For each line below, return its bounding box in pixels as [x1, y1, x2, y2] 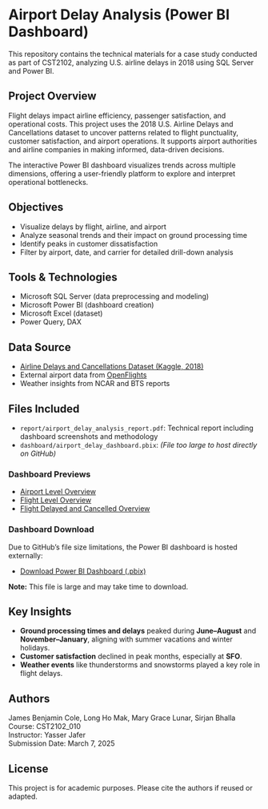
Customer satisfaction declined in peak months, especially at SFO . [19, 651, 242, 662]
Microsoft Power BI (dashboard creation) [19, 300, 154, 310]
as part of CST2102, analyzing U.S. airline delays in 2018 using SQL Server [8, 58, 254, 67]
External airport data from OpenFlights [19, 370, 147, 380]
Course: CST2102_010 [8, 722, 82, 731]
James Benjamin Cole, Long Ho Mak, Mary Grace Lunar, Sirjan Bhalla [8, 713, 236, 722]
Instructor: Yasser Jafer [8, 731, 86, 740]
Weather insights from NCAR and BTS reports [19, 379, 170, 388]
